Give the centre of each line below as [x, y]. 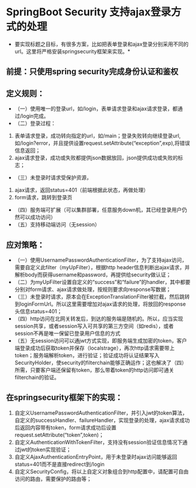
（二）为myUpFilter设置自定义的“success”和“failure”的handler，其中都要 [102, 282]
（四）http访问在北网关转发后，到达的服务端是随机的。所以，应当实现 [99, 318]
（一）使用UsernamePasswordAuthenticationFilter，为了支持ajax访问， [101, 260]
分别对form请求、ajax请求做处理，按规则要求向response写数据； [93, 289]
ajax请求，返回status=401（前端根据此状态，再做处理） [82, 190]
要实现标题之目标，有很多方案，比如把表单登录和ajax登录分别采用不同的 [102, 44]
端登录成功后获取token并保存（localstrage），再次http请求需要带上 [94, 348]
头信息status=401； [38, 311]
